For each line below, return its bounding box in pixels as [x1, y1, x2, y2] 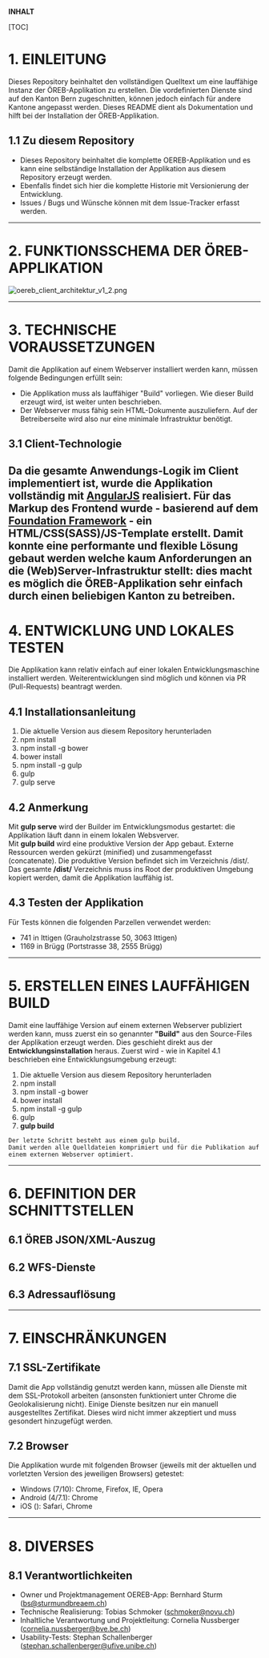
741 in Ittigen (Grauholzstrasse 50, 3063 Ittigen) [19, 933, 178, 942]
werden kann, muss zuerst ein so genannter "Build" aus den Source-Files [8, 1029, 252, 1038]
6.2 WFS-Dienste [8, 1260, 96, 1274]
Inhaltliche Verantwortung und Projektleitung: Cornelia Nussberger [19, 1616, 240, 1625]
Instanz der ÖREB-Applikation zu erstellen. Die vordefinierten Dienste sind [8, 85, 252, 94]
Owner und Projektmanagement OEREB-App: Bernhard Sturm [19, 1590, 223, 1600]
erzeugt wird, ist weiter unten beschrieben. [19, 396, 163, 407]
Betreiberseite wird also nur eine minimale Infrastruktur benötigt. [19, 414, 233, 424]
